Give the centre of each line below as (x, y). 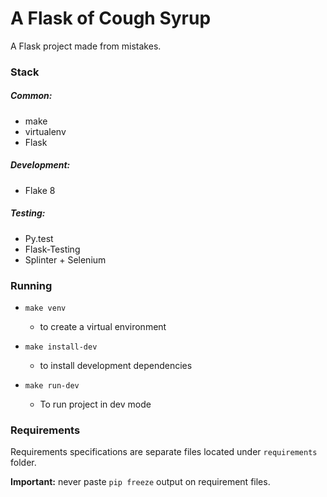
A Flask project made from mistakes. (86, 46)
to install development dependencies (116, 366)
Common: (31, 96)
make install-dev (61, 347)
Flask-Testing (52, 249)
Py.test (39, 238)
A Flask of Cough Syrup (111, 18)
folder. (23, 463)
